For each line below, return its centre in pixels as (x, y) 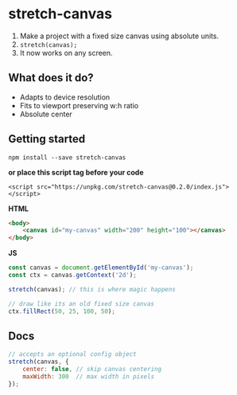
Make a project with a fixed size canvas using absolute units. (119, 36)
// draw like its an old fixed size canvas (82, 303)
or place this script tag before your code (76, 172)
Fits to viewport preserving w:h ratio (79, 105)
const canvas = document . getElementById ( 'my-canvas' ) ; (101, 268)
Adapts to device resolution (65, 97)
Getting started (47, 139)
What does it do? (51, 78)
